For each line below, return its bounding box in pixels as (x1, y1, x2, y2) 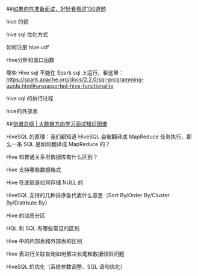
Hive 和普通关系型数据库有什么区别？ (6, 153, 98, 161)
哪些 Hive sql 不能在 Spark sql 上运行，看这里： (6, 69, 125, 76)
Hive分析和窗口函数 (6, 57, 55, 63)
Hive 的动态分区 (6, 212, 46, 219)
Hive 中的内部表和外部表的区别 (6, 238, 82, 245)
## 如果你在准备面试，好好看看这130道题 (6, 5, 107, 12)
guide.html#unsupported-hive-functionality (6, 82, 114, 89)
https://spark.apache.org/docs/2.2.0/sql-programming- (6, 76, 144, 83)
